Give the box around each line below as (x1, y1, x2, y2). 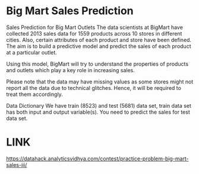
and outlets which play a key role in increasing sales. (6, 66, 135, 73)
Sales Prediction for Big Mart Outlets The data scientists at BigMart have (6, 24, 183, 31)
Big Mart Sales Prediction (6, 4, 134, 18)
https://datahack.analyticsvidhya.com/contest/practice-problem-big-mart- (6, 155, 189, 162)
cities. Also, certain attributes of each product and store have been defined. (6, 36, 192, 43)
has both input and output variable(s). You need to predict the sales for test (6, 108, 190, 115)
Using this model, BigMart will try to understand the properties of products (6, 60, 189, 67)
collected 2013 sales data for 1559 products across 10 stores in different (6, 30, 182, 37)
